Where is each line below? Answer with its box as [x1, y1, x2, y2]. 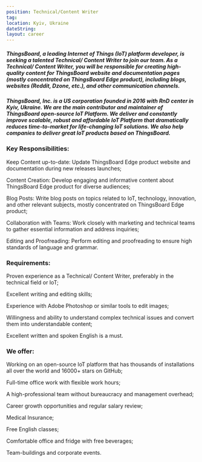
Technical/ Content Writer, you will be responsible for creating [6, 63, 166, 70]
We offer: [6, 347, 34, 356]
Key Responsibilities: [6, 144, 70, 153]
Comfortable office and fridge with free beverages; [6, 437, 134, 444]
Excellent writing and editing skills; [6, 290, 93, 298]
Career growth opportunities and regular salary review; [6, 402, 143, 409]
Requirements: [6, 258, 51, 267]
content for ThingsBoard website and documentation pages [25, 69, 180, 76]
